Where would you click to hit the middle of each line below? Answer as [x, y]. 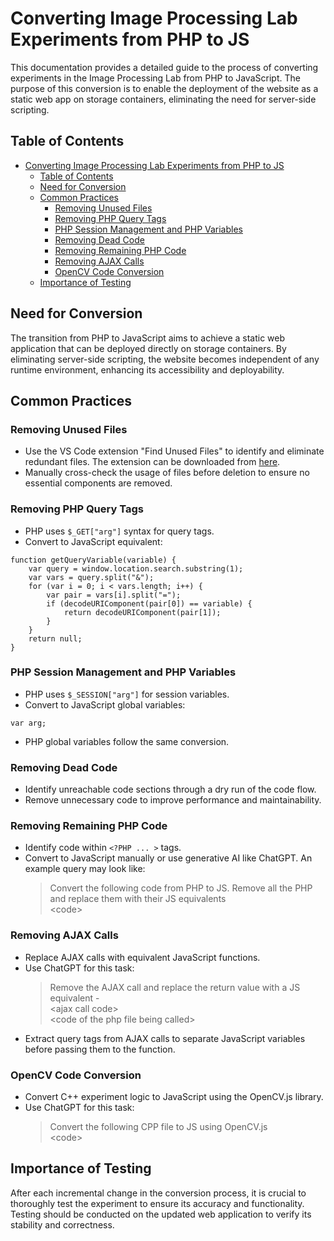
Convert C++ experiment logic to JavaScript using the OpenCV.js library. [174, 1097]
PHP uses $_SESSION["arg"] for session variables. [127, 694]
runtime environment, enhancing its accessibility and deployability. [147, 369]
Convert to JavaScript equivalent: [93, 541]
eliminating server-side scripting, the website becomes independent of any [165, 359]
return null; [55, 638]
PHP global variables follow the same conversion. [127, 741]
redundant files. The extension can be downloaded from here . [152, 462]
